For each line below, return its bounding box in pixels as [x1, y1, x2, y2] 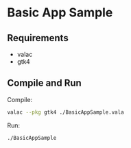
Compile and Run [7, 77, 82, 89]
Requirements [7, 32, 69, 44]
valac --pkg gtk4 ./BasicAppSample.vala [7, 108, 125, 116]
